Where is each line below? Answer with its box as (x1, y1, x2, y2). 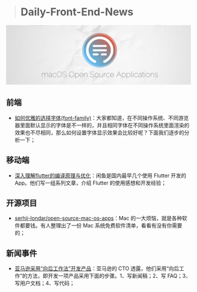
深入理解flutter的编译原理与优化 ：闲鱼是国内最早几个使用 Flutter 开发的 (14, 172, 186, 179)
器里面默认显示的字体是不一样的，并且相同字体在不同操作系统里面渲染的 (14, 122, 189, 129)
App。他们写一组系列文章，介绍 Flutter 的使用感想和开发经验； (14, 179, 167, 186)
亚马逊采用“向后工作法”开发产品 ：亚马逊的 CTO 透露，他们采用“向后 (14, 265, 179, 272)
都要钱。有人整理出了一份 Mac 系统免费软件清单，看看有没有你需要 (19, 222, 183, 229)
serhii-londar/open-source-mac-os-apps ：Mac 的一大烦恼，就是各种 (14, 214, 182, 222)
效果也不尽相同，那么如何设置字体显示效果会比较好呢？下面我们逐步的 (14, 129, 185, 136)
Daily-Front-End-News (20, 5, 134, 19)
